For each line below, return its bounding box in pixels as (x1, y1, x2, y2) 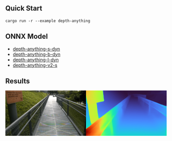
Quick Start (5, 4, 42, 13)
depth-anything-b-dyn (12, 51, 60, 57)
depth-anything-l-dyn (12, 56, 59, 63)
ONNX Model (5, 32, 48, 41)
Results (5, 77, 30, 86)
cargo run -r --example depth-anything (5, 18, 91, 24)
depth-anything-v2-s (12, 62, 58, 68)
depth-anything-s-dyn (12, 45, 60, 52)
